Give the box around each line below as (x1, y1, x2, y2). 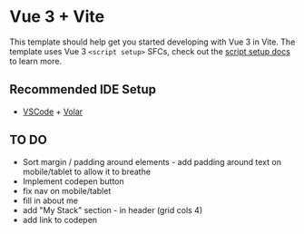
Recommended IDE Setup (9, 82, 157, 97)
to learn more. (9, 55, 62, 66)
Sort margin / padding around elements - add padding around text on (22, 156, 281, 167)
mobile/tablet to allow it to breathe (22, 166, 152, 177)
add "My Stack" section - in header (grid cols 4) (22, 204, 202, 215)
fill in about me (22, 195, 79, 206)
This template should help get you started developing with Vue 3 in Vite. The (9, 36, 296, 47)
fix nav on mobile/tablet (22, 185, 112, 196)
